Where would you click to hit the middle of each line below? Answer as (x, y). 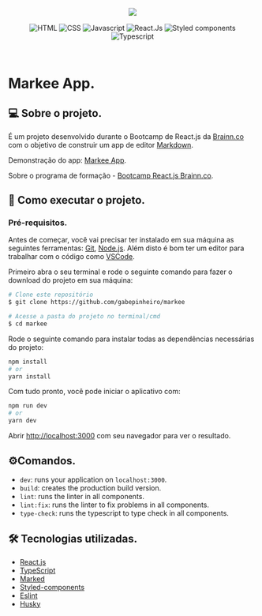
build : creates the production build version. (90, 488)
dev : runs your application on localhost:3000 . (93, 479)
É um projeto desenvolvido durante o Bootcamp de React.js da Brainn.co (126, 136)
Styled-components (52, 587)
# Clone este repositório (51, 295)
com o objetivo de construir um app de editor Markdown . (101, 145)
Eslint (28, 595)
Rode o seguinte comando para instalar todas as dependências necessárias (131, 339)
